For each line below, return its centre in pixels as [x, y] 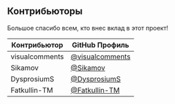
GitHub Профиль [100, 45]
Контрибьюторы [45, 11]
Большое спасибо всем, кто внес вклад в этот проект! [88, 28]
